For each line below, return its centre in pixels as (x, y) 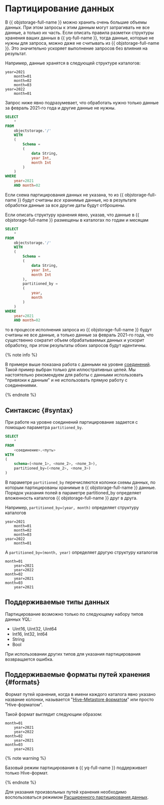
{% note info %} (21, 355)
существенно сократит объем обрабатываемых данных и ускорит (75, 340)
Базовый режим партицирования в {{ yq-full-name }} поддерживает (76, 768)
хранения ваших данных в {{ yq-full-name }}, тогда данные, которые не (80, 38)
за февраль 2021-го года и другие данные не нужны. (60, 108)
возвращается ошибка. (29, 659)
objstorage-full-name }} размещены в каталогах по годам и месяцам (77, 220)
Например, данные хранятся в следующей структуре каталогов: (73, 63)
